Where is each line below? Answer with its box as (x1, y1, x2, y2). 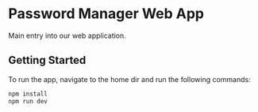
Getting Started (8, 54, 87, 67)
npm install (8, 90, 48, 98)
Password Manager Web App (8, 5, 205, 23)
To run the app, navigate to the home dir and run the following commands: (8, 74, 252, 84)
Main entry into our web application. (8, 31, 127, 40)
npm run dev (8, 97, 48, 105)
